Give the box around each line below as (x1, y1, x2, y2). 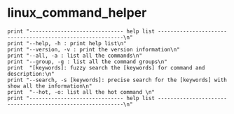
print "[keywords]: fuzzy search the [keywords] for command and (7, 64, 205, 71)
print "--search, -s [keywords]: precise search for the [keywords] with (7, 76, 228, 83)
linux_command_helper (7, 5, 147, 21)
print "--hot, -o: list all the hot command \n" (7, 88, 156, 95)
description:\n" (7, 70, 55, 77)
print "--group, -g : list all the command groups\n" (7, 58, 168, 65)
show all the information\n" (7, 82, 92, 90)
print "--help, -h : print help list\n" (7, 40, 128, 47)
